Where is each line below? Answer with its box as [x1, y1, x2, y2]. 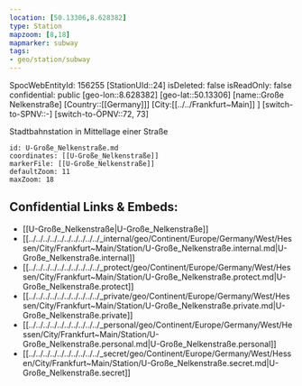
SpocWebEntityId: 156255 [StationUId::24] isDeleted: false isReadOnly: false [9, 80, 292, 90]
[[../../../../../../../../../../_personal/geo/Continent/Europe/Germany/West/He [22, 319, 293, 330]
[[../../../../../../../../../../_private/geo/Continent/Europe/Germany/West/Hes [22, 290, 290, 301]
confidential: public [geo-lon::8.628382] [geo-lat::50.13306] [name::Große [9, 89, 285, 100]
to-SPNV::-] [9, 109, 53, 119]
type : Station [9, 22, 63, 31]
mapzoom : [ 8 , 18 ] [9, 30, 70, 39]
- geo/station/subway [9, 55, 91, 64]
